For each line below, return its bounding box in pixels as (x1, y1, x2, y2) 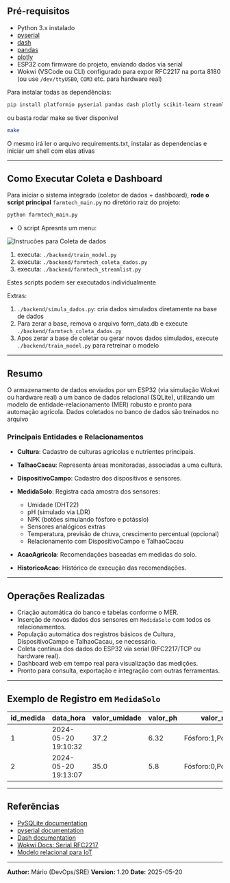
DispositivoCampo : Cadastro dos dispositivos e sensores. (16, 474, 182, 483)
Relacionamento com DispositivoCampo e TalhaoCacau (27, 537, 183, 546)
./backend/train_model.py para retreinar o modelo (16, 341, 159, 350)
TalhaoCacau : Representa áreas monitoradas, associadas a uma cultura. (16, 461, 222, 469)
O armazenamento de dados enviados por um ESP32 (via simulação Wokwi (7, 386, 220, 394)
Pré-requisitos (7, 5, 71, 17)
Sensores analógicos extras (27, 522, 106, 531)
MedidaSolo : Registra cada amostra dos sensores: (16, 487, 161, 496)
